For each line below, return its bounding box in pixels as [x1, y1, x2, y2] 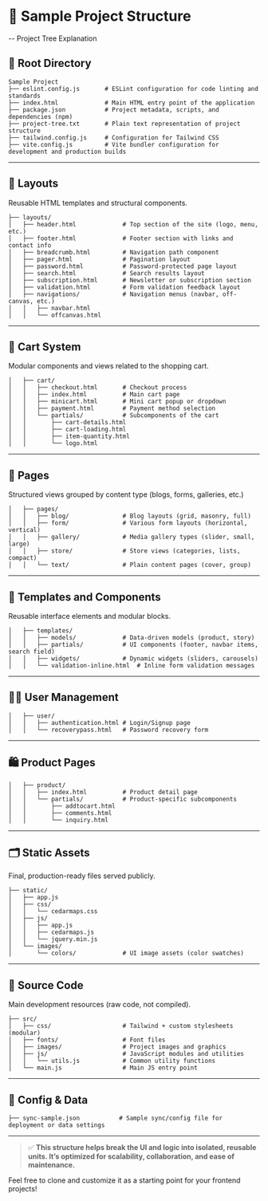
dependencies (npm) [8, 112, 73, 120]
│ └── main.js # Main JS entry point [8, 1064, 198, 1072]
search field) [8, 648, 56, 656]
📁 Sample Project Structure [8, 7, 191, 26]
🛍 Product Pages [8, 756, 96, 770]
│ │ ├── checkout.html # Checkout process [8, 384, 187, 392]
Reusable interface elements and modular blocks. [8, 612, 171, 620]
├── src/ [8, 1015, 37, 1023]
